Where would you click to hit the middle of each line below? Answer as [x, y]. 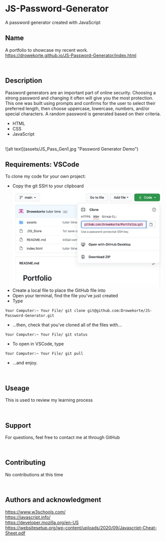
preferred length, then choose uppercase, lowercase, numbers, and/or [78, 108]
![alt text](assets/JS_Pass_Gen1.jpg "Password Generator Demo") [72, 149]
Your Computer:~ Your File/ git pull [44, 354]
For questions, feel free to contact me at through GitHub [63, 437]
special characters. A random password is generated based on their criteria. [83, 114]
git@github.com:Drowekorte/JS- [120, 311]
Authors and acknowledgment [53, 500]
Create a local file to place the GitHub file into [59, 290]
